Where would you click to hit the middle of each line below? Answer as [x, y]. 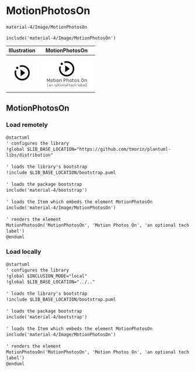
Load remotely [27, 125]
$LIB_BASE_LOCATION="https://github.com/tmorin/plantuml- [99, 149]
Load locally [24, 252]
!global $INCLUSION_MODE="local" [47, 276]
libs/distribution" [30, 155]
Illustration [22, 50]
